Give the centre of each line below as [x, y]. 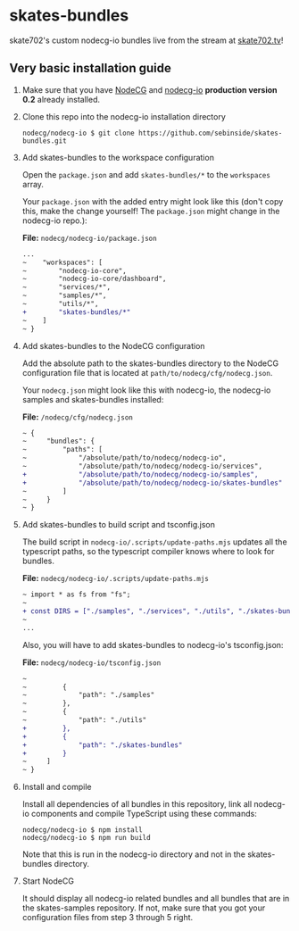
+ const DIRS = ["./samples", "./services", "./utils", [128, 611]
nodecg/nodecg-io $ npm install [82, 830]
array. [33, 184]
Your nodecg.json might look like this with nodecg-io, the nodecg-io [146, 390]
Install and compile [57, 787]
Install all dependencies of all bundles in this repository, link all [137, 804]
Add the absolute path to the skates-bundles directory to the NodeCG [150, 363]
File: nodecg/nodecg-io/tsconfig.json [91, 662]
